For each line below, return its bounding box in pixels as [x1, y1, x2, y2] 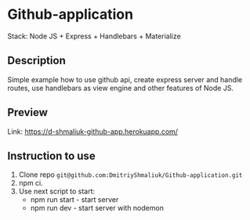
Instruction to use [7, 149, 96, 162]
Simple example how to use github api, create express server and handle [7, 74, 243, 84]
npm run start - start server [30, 195, 119, 204]
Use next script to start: [18, 186, 96, 197]
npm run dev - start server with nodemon [30, 204, 164, 213]
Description [7, 54, 66, 67]
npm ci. [18, 179, 44, 188]
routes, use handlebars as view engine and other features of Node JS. [7, 83, 234, 92]
